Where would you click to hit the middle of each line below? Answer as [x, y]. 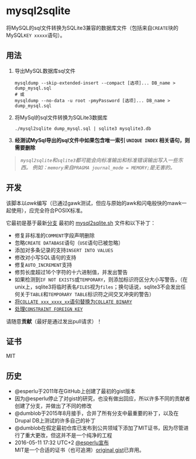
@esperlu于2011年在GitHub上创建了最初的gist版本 [75, 391]
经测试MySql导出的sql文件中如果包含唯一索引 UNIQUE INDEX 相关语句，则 [102, 140]
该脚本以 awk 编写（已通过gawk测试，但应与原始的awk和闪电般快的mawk [94, 203]
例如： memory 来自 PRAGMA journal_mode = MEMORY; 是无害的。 [104, 167]
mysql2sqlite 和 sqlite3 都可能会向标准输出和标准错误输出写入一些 [99, 160]
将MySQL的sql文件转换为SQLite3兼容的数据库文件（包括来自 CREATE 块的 [92, 28]
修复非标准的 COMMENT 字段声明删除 [54, 235]
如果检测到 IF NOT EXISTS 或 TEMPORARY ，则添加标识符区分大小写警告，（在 [101, 279]
